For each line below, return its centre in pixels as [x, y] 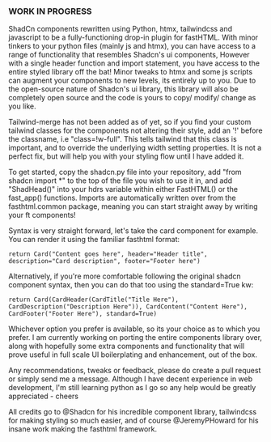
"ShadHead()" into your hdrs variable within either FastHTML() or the [123, 189]
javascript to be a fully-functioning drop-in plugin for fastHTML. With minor [133, 37]
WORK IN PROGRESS [50, 11]
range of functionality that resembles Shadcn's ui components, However [129, 55]
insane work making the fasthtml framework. [83, 429]
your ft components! [42, 215]
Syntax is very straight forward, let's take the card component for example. [133, 231]
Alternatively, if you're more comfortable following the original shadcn [125, 276]
